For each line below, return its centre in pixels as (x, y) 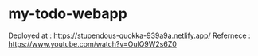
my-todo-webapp (68, 14)
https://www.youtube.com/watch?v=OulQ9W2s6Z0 (93, 43)
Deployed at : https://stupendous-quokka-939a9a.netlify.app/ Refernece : (129, 35)
